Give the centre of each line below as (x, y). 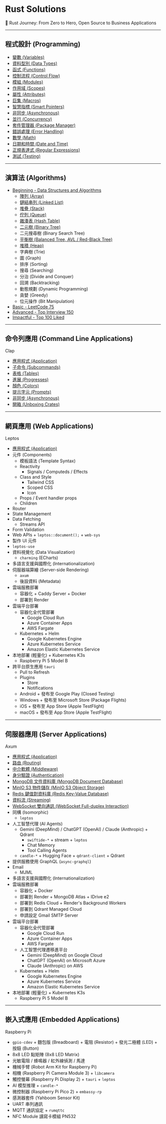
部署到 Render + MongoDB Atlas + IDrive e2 (64, 897)
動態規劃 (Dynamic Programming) (54, 289)
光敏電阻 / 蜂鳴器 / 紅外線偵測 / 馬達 (49, 1061)
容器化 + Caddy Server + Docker (53, 594)
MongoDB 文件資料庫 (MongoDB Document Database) (68, 781)
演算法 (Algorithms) (36, 178)
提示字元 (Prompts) (32, 392)
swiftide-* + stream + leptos (57, 840)
